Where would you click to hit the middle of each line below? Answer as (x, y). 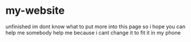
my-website (35, 11)
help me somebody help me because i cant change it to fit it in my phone (93, 32)
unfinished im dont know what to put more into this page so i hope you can (95, 26)
